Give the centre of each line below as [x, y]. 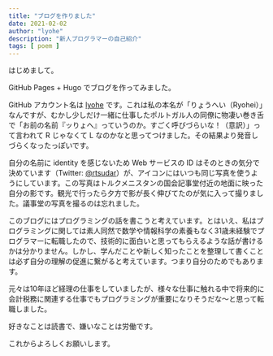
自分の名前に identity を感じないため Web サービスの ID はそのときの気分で [134, 163]
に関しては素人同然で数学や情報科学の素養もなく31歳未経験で [154, 231]
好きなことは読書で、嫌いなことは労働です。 [83, 327]
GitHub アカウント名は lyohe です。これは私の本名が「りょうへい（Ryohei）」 [136, 105]
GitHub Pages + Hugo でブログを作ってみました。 [92, 88]
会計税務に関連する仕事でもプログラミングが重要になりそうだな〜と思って [133, 299]
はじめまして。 [33, 71]
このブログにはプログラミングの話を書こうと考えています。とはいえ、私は [132, 221]
